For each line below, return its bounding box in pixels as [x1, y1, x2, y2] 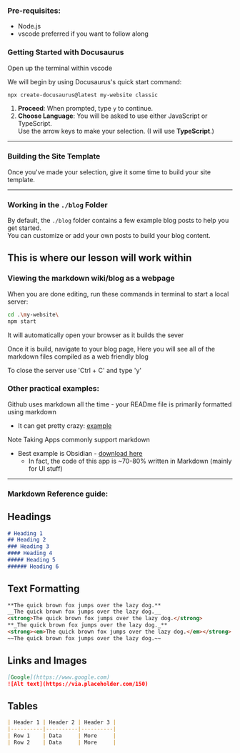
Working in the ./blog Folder [7, 199, 109, 209]
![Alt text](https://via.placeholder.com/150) [7, 680, 149, 687]
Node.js [17, 22, 41, 31]
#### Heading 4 [7, 549, 53, 557]
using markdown [7, 407, 57, 416]
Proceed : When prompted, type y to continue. [17, 104, 154, 113]
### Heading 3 [7, 543, 50, 550]
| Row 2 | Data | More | [7, 739, 116, 746]
